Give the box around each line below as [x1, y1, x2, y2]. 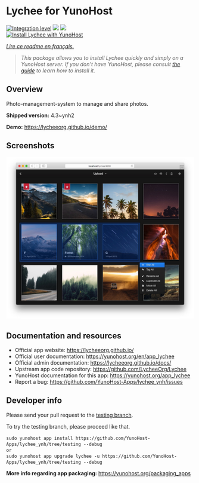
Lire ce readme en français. [6, 42, 74, 50]
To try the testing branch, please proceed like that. [6, 423, 130, 430]
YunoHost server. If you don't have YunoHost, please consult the [20, 60, 181, 68]
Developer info [6, 396, 63, 406]
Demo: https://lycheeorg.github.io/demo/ [6, 123, 107, 130]
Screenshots [6, 140, 55, 151]
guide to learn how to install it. [20, 67, 95, 74]
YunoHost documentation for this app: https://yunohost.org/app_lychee [14, 372, 191, 379]
